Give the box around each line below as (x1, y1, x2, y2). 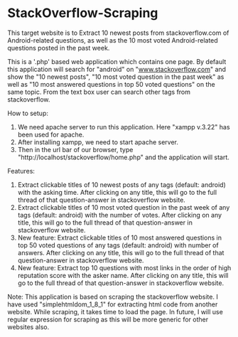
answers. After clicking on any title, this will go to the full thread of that (17, 248, 225, 257)
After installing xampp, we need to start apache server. (17, 137, 179, 146)
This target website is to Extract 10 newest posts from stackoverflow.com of (7, 28, 229, 37)
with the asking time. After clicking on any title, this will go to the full (17, 188, 217, 196)
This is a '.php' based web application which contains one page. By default (7, 57, 227, 65)
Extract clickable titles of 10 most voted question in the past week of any (17, 203, 230, 211)
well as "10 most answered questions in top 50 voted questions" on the (7, 80, 215, 88)
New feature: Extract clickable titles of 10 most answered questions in (17, 233, 222, 242)
